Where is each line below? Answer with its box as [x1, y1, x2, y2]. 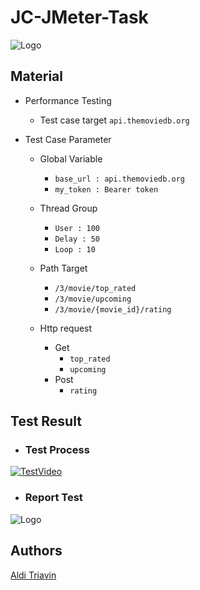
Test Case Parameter [24, 133, 112, 145]
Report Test [24, 491, 83, 505]
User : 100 [54, 223, 100, 233]
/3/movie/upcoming [54, 294, 132, 304]
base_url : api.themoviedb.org [54, 174, 185, 184]
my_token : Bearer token [54, 184, 159, 195]
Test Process [24, 443, 90, 457]
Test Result [10, 413, 82, 430]
